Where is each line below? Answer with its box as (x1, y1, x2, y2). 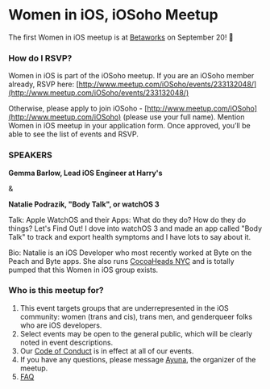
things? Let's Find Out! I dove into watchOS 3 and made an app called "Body (8, 224, 262, 233)
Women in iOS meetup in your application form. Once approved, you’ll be (8, 121, 251, 131)
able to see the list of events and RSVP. (8, 129, 139, 139)
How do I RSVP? (8, 52, 73, 64)
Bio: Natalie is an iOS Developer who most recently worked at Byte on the (8, 248, 252, 257)
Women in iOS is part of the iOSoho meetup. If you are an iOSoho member (8, 71, 255, 81)
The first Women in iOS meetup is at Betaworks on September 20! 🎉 (8, 32, 234, 42)
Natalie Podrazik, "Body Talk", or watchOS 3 (8, 199, 160, 209)
